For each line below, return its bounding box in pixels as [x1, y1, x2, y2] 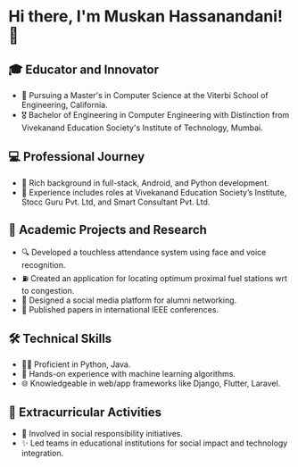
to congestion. [21, 285, 75, 296]
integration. [21, 448, 64, 459]
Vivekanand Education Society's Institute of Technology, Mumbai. [21, 122, 264, 133]
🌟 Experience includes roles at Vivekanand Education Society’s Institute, [21, 187, 287, 197]
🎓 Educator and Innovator [8, 62, 160, 77]
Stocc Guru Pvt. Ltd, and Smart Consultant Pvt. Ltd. [21, 196, 211, 207]
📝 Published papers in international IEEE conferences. [21, 304, 219, 314]
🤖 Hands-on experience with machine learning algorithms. [21, 369, 236, 379]
